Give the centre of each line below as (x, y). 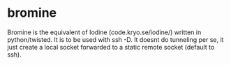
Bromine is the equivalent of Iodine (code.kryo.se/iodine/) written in (104, 32)
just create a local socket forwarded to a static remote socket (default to (111, 47)
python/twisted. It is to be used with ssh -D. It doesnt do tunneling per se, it (115, 39)
